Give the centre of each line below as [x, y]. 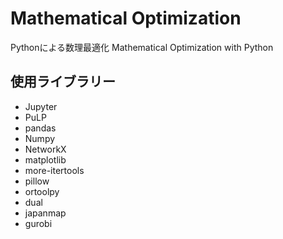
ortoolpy [42, 191]
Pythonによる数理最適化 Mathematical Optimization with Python [142, 47]
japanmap [45, 213]
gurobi [38, 223]
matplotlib [45, 159]
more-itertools [54, 170]
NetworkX [45, 149]
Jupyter [41, 106]
